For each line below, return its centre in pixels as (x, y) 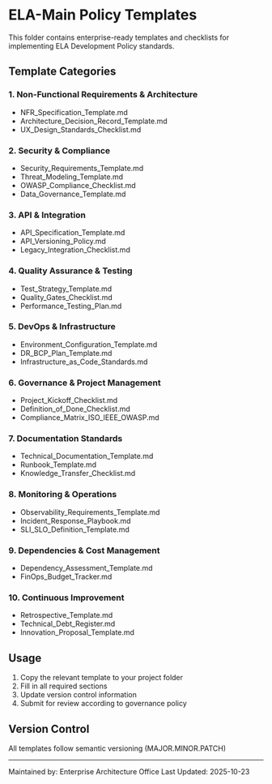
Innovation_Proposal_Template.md (77, 632)
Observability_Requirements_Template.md (90, 512)
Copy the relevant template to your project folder (102, 678)
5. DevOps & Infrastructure (62, 327)
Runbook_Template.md (58, 465)
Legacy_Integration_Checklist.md (75, 250)
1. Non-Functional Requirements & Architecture (103, 95)
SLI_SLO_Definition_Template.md (74, 529)
